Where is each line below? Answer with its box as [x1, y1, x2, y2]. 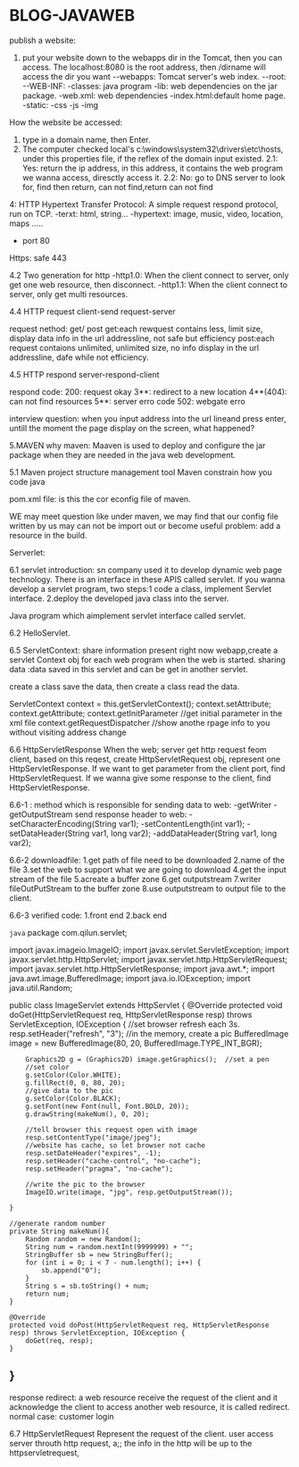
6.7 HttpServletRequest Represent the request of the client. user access [9, 1428, 274, 1438]
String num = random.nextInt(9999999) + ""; [25, 1242, 194, 1251]
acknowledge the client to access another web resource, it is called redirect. [9, 1401, 290, 1412]
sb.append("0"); [41, 1265, 102, 1275]
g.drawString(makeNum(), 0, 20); [25, 1109, 150, 1119]
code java [9, 476, 46, 487]
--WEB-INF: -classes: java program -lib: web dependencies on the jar [21, 80, 278, 91]
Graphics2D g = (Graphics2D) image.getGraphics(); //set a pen [25, 1054, 270, 1063]
